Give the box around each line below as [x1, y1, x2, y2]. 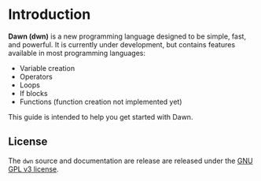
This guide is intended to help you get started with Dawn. [8, 112, 193, 121]
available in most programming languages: [8, 48, 146, 57]
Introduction [8, 6, 91, 24]
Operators [19, 72, 53, 81]
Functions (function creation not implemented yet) [19, 97, 182, 106]
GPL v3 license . [8, 164, 59, 174]
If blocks [19, 88, 49, 98]
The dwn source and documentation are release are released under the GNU [8, 156, 253, 165]
